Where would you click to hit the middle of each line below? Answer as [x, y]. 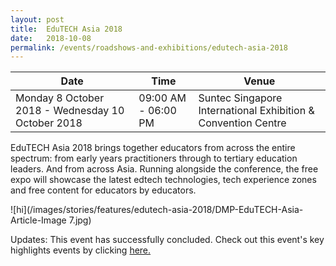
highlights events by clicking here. [81, 250]
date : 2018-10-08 [51, 38]
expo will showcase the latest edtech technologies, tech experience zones [163, 180]
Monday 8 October [60, 98]
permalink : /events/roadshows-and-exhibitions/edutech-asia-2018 [149, 47]
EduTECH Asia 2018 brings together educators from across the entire [153, 148]
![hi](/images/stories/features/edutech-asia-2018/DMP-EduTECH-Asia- [157, 210]
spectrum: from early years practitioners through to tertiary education [154, 158]
